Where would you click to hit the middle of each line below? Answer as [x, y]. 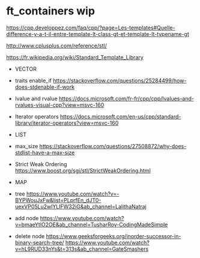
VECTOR [26, 69]
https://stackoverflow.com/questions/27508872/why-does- [113, 146]
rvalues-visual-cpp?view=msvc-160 [59, 105]
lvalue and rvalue [36, 98]
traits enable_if [33, 80]
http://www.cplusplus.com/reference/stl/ [56, 46]
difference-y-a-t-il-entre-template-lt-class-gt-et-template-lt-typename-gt [98, 34]
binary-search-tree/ [39, 242]
